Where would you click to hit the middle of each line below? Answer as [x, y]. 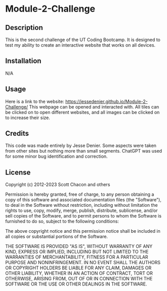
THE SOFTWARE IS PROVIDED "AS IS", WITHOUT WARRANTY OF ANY [79, 246]
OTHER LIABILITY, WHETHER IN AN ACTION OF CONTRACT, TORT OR [79, 273]
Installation [23, 61]
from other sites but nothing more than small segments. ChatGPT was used [84, 151]
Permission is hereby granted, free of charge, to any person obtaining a [80, 194]
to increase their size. [28, 118]
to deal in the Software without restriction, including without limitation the [81, 205]
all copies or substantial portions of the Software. [56, 237]
